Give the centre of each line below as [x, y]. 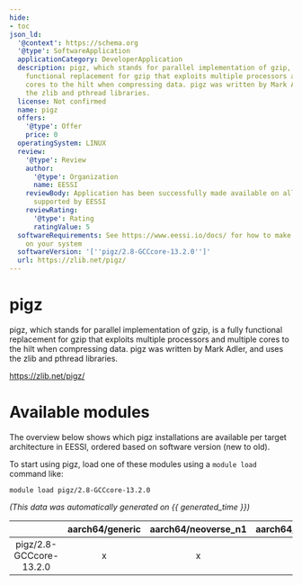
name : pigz [38, 110]
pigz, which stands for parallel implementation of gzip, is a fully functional [146, 329]
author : [40, 168]
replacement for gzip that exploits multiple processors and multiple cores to [149, 339]
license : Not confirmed [62, 101]
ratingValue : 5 [62, 227]
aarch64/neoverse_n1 [198, 529]
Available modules [80, 413]
